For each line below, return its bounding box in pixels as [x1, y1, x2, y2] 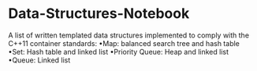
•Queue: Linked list [8, 55, 71, 65]
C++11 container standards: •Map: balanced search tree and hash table [8, 38, 240, 48]
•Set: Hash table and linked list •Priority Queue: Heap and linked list [8, 47, 229, 56]
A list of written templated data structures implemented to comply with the [8, 30, 250, 40]
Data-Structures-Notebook [8, 5, 190, 23]
